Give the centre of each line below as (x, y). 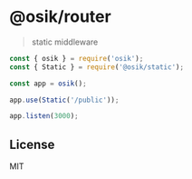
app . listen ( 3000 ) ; (44, 116)
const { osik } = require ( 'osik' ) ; (77, 58)
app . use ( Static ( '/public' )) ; (64, 100)
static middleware (65, 42)
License (32, 144)
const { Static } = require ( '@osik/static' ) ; (96, 67)
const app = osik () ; (48, 84)
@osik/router (60, 17)
